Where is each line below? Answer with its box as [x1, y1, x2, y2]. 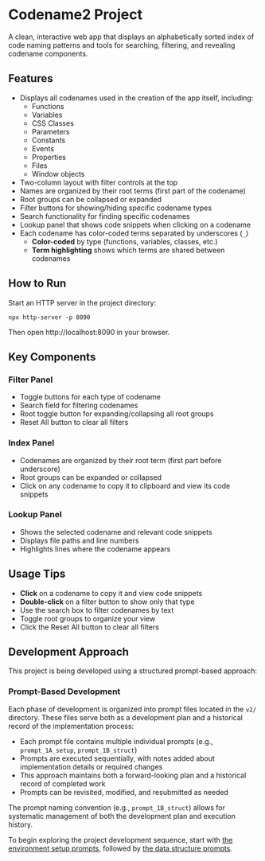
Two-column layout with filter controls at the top [19, 177, 178, 187]
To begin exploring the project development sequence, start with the [8, 835, 233, 844]
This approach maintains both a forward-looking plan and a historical [19, 770, 247, 780]
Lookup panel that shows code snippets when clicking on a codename [19, 220, 251, 229]
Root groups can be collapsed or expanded [19, 194, 162, 204]
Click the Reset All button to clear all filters [19, 622, 159, 632]
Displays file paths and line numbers [19, 536, 139, 545]
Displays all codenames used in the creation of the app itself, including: [19, 93, 254, 103]
